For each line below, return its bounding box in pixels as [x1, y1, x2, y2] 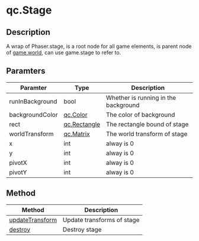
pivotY [9, 168, 27, 176]
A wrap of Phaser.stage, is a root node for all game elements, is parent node [6, 43, 192, 50]
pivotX [9, 158, 28, 167]
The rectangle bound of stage [105, 120, 189, 128]
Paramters [6, 66, 46, 76]
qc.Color [63, 110, 88, 119]
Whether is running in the [105, 93, 176, 102]
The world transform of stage [105, 129, 188, 138]
